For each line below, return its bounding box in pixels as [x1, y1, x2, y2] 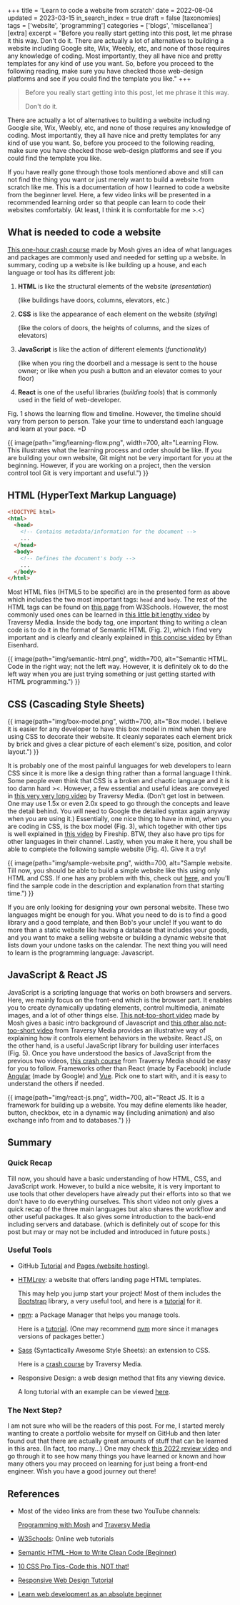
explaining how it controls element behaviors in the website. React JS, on [7, 1033, 223, 1042]
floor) [17, 374, 34, 382]
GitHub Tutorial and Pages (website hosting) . [17, 1261, 150, 1270]
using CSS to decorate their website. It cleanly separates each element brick [7, 732, 233, 741]
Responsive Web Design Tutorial [17, 1576, 114, 1584]
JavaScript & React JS [7, 969, 108, 981]
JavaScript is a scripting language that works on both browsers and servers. [7, 988, 232, 996]
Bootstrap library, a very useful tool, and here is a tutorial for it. [17, 1296, 202, 1305]
